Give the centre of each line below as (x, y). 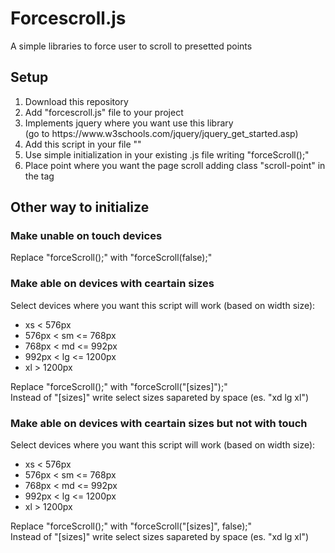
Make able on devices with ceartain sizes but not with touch (159, 423)
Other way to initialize (80, 207)
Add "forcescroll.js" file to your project (104, 112)
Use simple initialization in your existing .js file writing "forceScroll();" (167, 154)
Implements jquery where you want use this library (129, 123)
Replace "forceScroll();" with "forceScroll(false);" (111, 258)
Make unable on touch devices (86, 236)
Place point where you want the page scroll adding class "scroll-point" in (175, 165)
